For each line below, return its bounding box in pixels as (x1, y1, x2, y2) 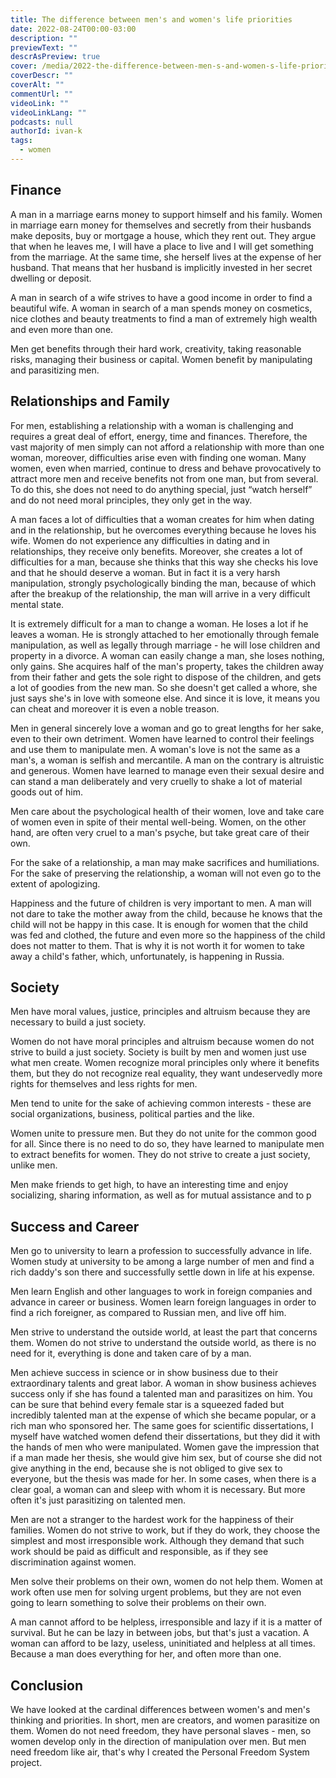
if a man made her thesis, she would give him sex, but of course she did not (10, 1452, 322, 1464)
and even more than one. (10, 323, 114, 335)
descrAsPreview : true (10, 52, 101, 62)
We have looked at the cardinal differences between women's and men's (10, 1703, 311, 1715)
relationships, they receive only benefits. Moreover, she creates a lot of (10, 545, 303, 557)
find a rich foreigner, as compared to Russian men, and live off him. (10, 1307, 287, 1319)
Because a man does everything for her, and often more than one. (10, 1648, 282, 1660)
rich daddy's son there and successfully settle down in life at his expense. (10, 1266, 315, 1278)
